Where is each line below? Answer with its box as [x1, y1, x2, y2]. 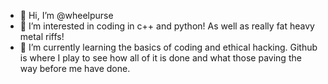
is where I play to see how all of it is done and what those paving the [19, 52, 302, 64]
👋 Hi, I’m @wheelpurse [19, 10, 114, 21]
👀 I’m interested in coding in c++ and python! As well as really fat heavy [19, 20, 315, 32]
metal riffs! [19, 31, 65, 42]
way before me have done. [19, 63, 131, 74]
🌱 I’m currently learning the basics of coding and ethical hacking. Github [19, 41, 318, 53]
